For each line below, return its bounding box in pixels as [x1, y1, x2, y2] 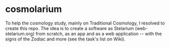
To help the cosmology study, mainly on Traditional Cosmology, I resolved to [5, 20, 165, 26]
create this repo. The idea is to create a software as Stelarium [5, 25, 134, 31]
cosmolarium [5, 3, 62, 15]
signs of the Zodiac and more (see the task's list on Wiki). [5, 36, 126, 42]
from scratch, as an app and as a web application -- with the [35, 30, 162, 36]
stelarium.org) [5, 30, 35, 36]
